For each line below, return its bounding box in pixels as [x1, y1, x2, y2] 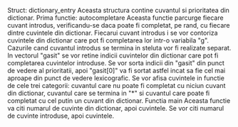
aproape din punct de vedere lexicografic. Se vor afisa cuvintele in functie [7, 74, 224, 82]
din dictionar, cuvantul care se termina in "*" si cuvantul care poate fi [7, 89, 210, 97]
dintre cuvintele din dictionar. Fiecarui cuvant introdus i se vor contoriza [7, 28, 219, 37]
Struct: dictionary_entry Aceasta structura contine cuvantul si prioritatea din [7, 6, 230, 14]
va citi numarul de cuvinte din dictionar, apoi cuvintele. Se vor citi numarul [7, 104, 224, 112]
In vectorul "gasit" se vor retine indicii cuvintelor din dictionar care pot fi [7, 51, 219, 60]
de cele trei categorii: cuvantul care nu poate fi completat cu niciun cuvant [7, 82, 226, 89]
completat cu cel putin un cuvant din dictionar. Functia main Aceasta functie [7, 96, 231, 105]
